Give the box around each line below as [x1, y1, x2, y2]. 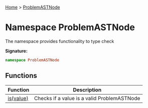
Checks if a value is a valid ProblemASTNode [34, 94, 140, 101]
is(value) [8, 94, 29, 101]
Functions [5, 71, 38, 80]
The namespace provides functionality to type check [5, 38, 114, 44]
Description [72, 86, 102, 93]
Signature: [5, 47, 28, 54]
